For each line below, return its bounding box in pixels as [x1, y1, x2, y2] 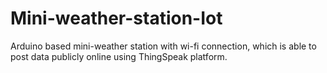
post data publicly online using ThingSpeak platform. [10, 50, 228, 62]
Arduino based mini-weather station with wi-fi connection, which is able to [10, 40, 317, 52]
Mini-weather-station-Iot [10, 7, 223, 30]
